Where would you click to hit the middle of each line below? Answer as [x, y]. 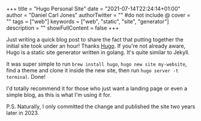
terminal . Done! [26, 77]
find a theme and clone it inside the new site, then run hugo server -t [92, 70]
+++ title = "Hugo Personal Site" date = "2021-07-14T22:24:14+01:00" [93, 9]
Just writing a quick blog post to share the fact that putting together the [95, 39]
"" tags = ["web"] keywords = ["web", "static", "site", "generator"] [88, 21]
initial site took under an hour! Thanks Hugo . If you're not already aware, [96, 46]
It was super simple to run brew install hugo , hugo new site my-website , [97, 64]
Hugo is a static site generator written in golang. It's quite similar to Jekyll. [98, 52]
